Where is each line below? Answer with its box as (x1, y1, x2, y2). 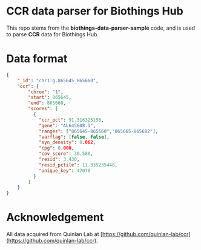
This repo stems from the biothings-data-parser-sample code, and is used (6, 24, 196, 31)
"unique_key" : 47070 (38, 168, 91, 174)
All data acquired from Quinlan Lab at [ (6, 231, 103, 238)
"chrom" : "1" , (28, 89, 64, 95)
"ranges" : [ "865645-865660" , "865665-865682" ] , (38, 128, 159, 134)
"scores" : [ (28, 106, 59, 112)
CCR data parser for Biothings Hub (6, 4, 183, 18)
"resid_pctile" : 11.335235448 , (38, 162, 118, 168)
